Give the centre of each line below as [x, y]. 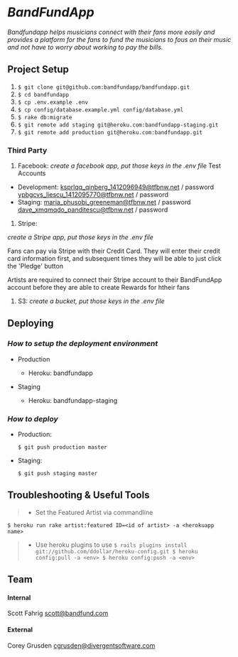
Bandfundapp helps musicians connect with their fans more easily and [111, 32]
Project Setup [38, 69]
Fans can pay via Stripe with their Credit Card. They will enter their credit [114, 251]
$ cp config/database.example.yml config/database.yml [101, 110]
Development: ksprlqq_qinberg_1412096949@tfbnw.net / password [116, 187]
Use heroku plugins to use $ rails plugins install [111, 545]
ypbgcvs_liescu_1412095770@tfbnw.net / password [93, 195]
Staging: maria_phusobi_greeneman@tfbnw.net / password [104, 202]
